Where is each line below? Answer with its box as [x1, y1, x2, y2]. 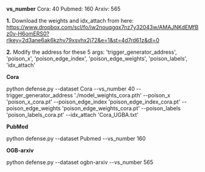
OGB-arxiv [6, 147, 34, 154]
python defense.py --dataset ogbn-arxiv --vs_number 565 [6, 159, 154, 166]
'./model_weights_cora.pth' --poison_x [74, 92, 171, 99]
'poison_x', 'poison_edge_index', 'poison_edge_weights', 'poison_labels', [6, 55, 188, 62]
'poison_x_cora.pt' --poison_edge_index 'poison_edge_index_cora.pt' [6, 98, 181, 105]
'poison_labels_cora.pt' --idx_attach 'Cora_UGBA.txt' [6, 111, 139, 118]
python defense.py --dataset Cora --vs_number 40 [6, 85, 135, 92]
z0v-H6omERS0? [6, 30, 50, 37]
